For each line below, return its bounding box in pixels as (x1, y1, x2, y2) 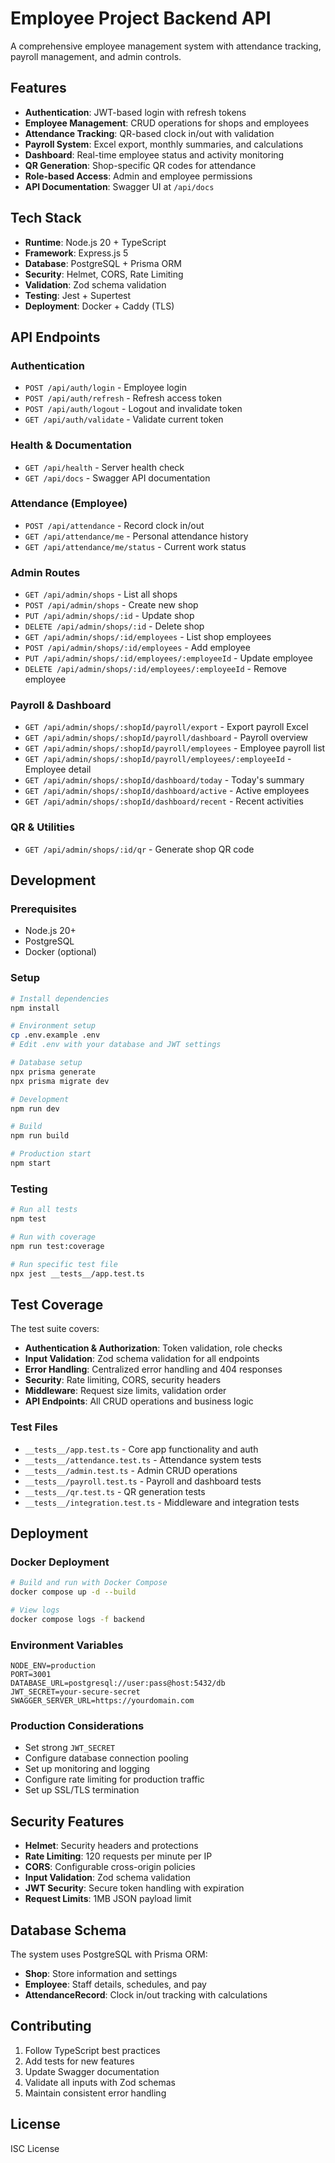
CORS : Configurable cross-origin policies (24, 1861, 196, 1873)
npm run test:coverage (10, 1241, 105, 1251)
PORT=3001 (10, 1670, 52, 1680)
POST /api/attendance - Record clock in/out (24, 519, 205, 531)
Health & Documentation (10, 438, 132, 452)
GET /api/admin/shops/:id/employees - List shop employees (24, 631, 272, 643)
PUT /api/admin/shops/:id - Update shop (24, 610, 195, 622)
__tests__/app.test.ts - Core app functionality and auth (24, 1443, 259, 1455)
